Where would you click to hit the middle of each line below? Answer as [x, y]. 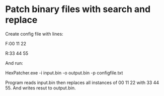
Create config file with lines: [34, 34]
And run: [14, 63]
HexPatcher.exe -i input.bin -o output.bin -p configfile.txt [64, 73]
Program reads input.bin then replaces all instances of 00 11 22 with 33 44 [82, 82]
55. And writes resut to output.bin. [40, 88]
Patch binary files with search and [78, 9]
